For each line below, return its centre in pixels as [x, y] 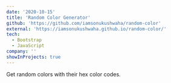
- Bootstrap [27, 40]
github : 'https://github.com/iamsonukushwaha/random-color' [84, 23]
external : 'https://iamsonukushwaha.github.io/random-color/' [86, 29]
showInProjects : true [34, 57]
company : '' [21, 51]
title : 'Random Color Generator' [49, 18]
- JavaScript [28, 46]
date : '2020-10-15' [31, 12]
